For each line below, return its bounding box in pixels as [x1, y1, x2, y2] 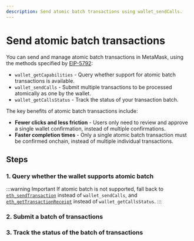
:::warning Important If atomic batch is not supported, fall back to [6, 186, 163, 193]
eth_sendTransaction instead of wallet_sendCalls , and [6, 192, 138, 199]
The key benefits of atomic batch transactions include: [6, 107, 138, 115]
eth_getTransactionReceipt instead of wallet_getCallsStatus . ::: [6, 198, 162, 205]
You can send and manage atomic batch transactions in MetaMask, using [6, 53, 184, 61]
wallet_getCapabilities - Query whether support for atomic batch [14, 71, 176, 78]
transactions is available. [14, 77, 75, 84]
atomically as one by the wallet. [14, 89, 91, 97]
